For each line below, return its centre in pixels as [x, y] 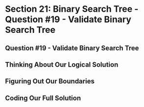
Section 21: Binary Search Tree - [72, 9]
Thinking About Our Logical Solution [62, 65]
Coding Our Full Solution [43, 98]
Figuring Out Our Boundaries [50, 81]
